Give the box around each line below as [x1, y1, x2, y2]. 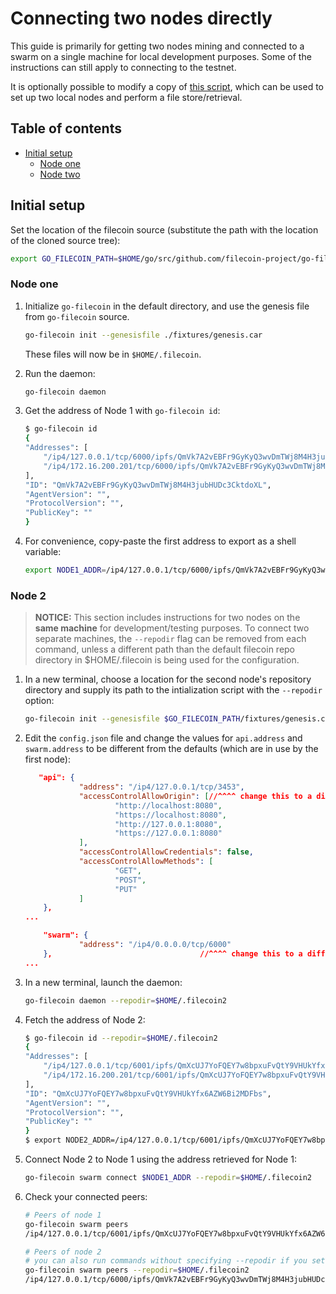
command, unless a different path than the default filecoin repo [34, 643, 296, 656]
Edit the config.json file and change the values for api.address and [24, 732, 303, 744]
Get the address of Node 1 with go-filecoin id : [24, 405, 221, 417]
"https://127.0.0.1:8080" [114, 828, 223, 839]
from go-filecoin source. [24, 310, 130, 322]
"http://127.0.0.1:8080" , [114, 819, 223, 829]
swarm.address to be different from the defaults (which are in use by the [24, 743, 319, 755]
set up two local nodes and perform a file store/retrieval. [10, 91, 243, 103]
